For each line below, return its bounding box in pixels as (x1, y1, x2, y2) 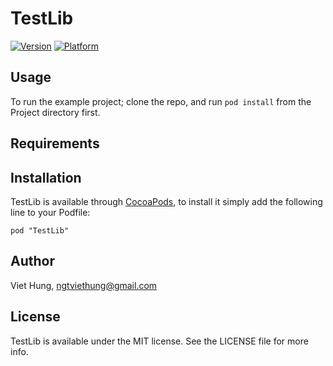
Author (10, 253, 55, 270)
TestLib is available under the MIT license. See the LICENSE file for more (10, 335, 309, 347)
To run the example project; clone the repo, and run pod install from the (10, 95, 312, 107)
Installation (10, 169, 82, 186)
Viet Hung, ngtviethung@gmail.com (10, 279, 158, 291)
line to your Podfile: (10, 206, 91, 218)
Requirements (10, 135, 100, 152)
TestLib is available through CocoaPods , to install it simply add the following (10, 195, 323, 207)
